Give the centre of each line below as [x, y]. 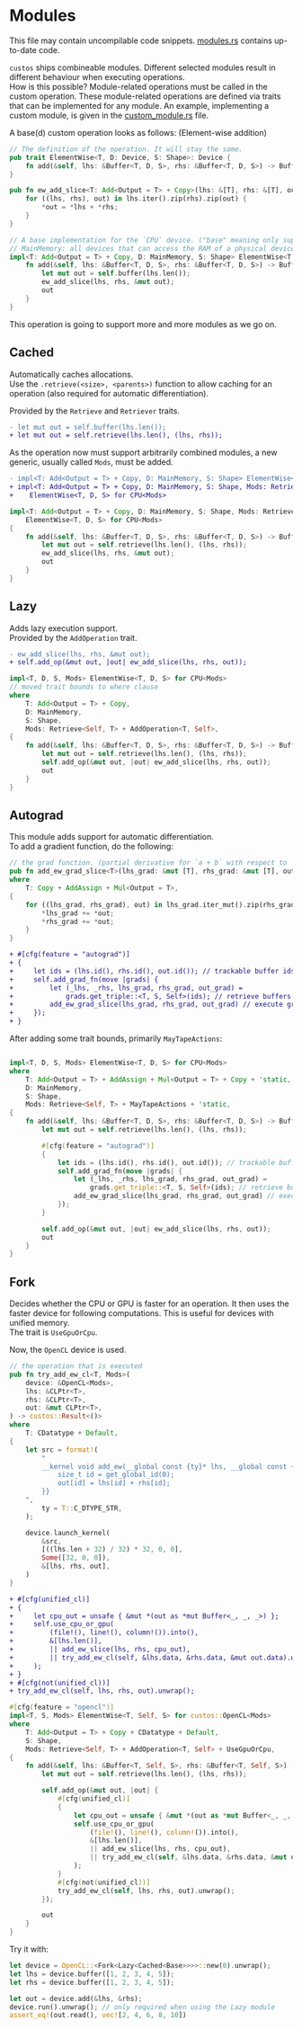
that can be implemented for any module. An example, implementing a [139, 105]
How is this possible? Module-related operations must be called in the [138, 86]
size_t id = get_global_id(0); [116, 1475]
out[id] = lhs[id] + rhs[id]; [114, 1483]
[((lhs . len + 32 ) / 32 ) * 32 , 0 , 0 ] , [112, 1550]
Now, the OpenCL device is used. [68, 1350]
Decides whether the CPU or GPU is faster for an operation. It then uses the [149, 1303]
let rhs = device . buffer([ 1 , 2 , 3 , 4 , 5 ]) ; [92, 1982]
